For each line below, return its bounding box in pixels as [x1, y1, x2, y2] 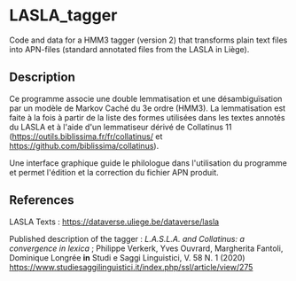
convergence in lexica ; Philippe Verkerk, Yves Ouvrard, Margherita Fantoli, [9, 243, 284, 254]
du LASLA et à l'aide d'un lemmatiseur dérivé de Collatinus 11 [9, 121, 232, 132]
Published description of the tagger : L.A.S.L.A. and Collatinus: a [9, 233, 245, 244]
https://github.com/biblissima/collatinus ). [9, 140, 160, 151]
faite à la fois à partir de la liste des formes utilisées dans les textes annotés [9, 112, 285, 122]
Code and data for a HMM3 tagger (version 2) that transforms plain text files [9, 35, 288, 45]
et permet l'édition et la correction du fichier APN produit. [9, 167, 219, 177]
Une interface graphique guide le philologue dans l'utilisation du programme [9, 157, 288, 168]
